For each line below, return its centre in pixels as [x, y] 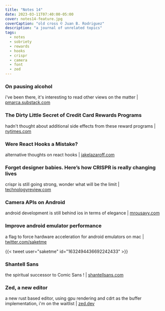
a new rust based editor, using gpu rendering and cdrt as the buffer [73, 298]
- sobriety [21, 42]
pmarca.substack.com [28, 103]
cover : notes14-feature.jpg [34, 19]
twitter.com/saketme [26, 242]
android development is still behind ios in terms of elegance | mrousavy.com [82, 213]
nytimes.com [18, 131]
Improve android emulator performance [53, 226]
